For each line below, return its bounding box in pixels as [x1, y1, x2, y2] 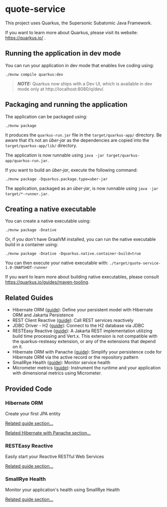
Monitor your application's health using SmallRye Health [5, 487, 120, 493]
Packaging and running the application [5, 100, 128, 109]
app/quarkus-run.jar [5, 158, 48, 163]
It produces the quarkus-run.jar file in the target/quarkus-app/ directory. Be [5, 132, 162, 138]
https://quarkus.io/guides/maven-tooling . [5, 279, 89, 285]
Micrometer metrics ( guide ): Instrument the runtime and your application [12, 365, 161, 371]
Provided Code [5, 384, 52, 393]
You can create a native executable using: [5, 218, 91, 224]
